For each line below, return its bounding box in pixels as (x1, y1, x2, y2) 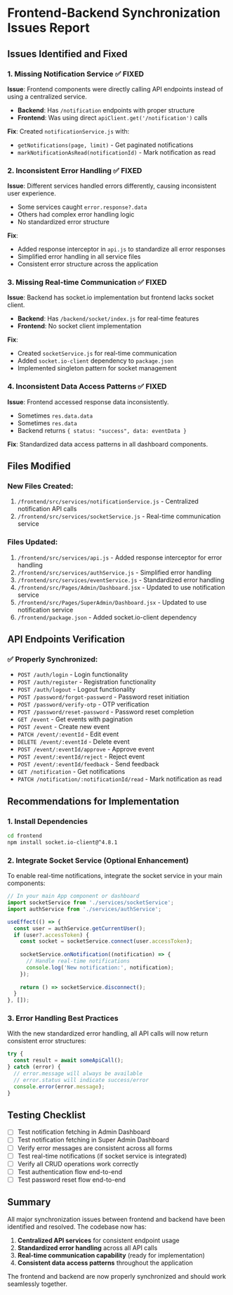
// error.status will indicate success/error (13, 1076, 149, 1083)
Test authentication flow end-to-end (17, 1167, 123, 1175)
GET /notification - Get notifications (17, 768, 126, 776)
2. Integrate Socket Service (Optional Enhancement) (7, 856, 189, 865)
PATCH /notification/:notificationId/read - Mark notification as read (17, 775, 222, 783)
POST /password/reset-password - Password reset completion (17, 708, 194, 716)
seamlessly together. (7, 1280, 68, 1288)
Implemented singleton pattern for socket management (17, 364, 177, 373)
